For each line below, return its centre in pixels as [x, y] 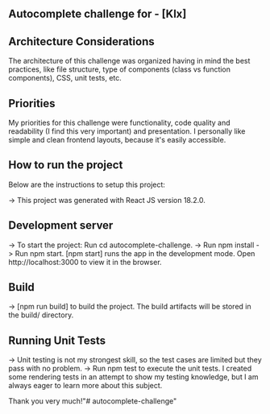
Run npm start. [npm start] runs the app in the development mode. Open [135, 253]
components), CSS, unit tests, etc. [65, 78]
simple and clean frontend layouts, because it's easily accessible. [117, 140]
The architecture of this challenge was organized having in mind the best [129, 61]
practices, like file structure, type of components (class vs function [120, 69]
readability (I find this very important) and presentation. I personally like [127, 131]
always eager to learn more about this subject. [85, 386]
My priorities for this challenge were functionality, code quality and [120, 123]
